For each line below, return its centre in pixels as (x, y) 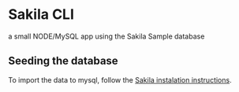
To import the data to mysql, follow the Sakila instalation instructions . (120, 79)
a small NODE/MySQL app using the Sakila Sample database (106, 36)
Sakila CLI (41, 15)
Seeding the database (63, 61)
